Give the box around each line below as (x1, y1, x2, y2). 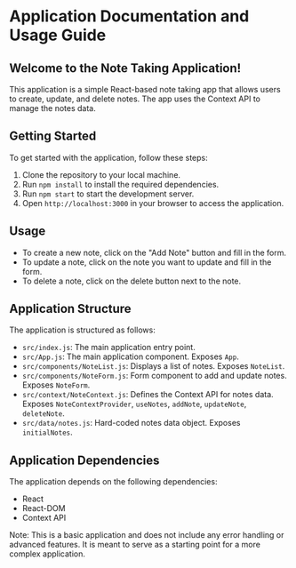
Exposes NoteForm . (21, 380, 91, 390)
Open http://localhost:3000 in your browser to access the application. (21, 197, 284, 208)
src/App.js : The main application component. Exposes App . (21, 351, 240, 362)
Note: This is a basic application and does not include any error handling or (9, 530, 284, 540)
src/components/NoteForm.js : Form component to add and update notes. (21, 371, 287, 381)
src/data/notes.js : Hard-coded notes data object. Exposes (21, 418, 241, 428)
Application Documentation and (9, 6, 250, 27)
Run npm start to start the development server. (21, 188, 195, 199)
